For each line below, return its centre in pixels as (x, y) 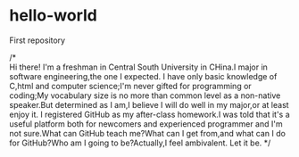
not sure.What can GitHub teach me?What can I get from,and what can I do (147, 133)
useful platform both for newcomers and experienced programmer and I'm (146, 124)
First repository (37, 40)
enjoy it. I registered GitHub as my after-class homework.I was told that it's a (149, 114)
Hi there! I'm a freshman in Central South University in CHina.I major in (138, 67)
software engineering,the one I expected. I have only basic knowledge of (143, 76)
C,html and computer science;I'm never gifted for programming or (130, 86)
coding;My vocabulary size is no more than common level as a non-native (145, 95)
